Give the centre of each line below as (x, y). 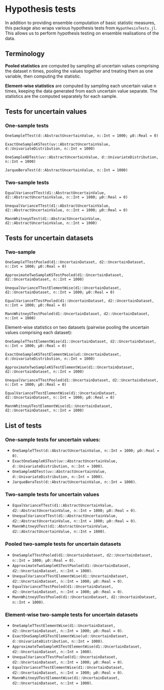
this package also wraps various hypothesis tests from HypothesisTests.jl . (81, 28)
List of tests (23, 425)
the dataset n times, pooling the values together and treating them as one (79, 71)
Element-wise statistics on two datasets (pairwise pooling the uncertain (77, 327)
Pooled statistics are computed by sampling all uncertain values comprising (82, 65)
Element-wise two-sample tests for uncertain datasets (71, 615)
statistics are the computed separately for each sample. (61, 96)
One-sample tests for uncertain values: (53, 439)
